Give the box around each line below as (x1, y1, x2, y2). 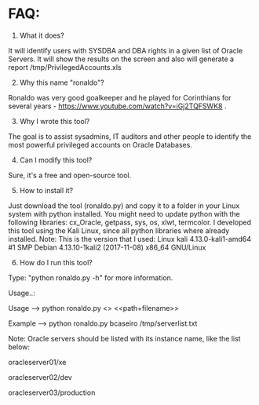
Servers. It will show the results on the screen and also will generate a (8, 54, 234, 64)
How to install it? (19, 185, 73, 195)
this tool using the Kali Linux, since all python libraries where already (8, 225, 230, 235)
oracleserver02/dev (8, 372, 72, 381)
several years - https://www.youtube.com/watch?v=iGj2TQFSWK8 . (8, 101, 227, 111)
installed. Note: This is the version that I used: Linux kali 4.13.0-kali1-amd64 (8, 234, 251, 243)
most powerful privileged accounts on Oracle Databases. (8, 140, 192, 149)
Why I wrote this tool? (19, 116, 90, 126)
